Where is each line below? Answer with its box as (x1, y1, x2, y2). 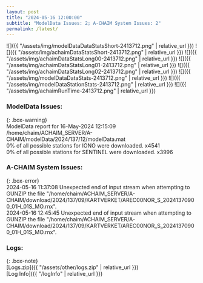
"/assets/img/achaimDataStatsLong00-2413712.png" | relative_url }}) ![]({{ (6, 55, 191, 62)
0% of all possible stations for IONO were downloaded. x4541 (6, 141, 161, 149)
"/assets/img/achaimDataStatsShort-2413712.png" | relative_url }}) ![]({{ (18, 49, 197, 56)
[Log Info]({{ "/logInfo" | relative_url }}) (6, 270, 103, 278)
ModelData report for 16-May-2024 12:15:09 (6, 122, 116, 130)
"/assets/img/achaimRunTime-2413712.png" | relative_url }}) (6, 87, 156, 94)
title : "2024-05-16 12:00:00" (6, 15, 83, 21)
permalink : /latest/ (6, 25, 59, 32)
